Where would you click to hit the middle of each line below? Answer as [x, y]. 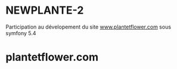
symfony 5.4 [21, 33]
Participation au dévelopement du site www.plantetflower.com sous [88, 27]
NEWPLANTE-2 [45, 10]
